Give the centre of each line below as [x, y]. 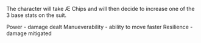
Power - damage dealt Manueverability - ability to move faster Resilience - [100, 27]
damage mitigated [29, 33]
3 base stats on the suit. [37, 15]
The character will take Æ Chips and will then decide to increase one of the [100, 9]
